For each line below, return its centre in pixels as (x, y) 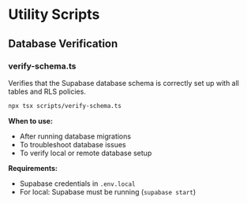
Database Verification (63, 44)
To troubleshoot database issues (73, 144)
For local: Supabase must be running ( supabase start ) (107, 191)
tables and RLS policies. (47, 91)
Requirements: (33, 168)
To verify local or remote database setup (86, 153)
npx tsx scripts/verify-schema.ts (65, 106)
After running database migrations (75, 136)
